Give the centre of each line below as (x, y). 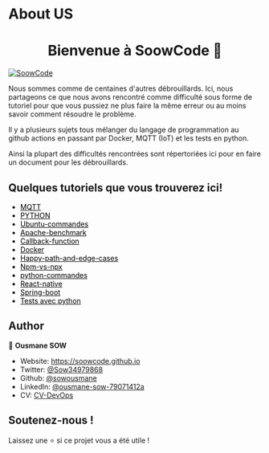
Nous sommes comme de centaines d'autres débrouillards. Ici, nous (121, 88)
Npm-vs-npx (41, 267)
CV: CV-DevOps (47, 395)
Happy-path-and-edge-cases (69, 258)
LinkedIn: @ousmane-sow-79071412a (82, 386)
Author (26, 326)
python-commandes (54, 275)
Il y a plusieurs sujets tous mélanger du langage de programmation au (124, 130)
